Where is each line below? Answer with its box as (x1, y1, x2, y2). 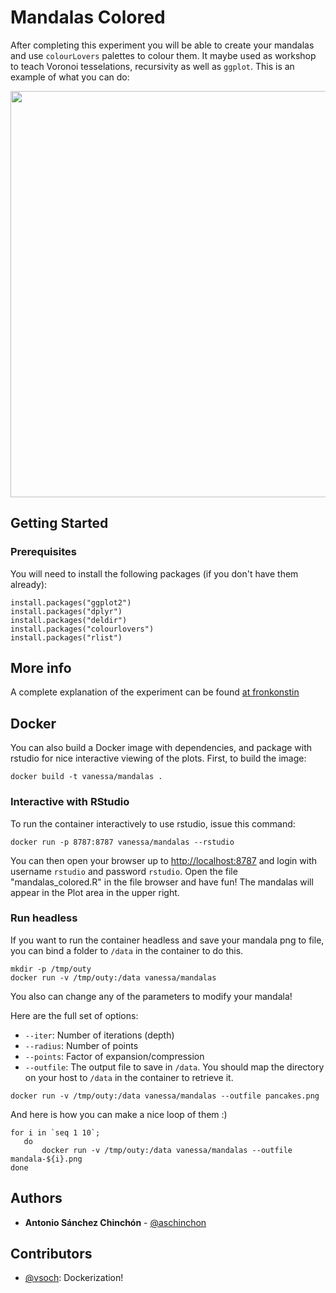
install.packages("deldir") (10, 615, 128, 625)
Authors (10, 1190, 63, 1207)
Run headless (10, 911, 78, 925)
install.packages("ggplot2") (10, 597, 132, 608)
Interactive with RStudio (10, 795, 130, 809)
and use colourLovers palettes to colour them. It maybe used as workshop (10, 49, 317, 61)
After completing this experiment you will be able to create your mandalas (10, 39, 315, 51)
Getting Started (10, 515, 109, 532)
